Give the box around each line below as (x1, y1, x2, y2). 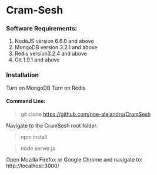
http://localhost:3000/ (6, 162, 60, 169)
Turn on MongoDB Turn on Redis (6, 84, 85, 91)
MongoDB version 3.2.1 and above (14, 44, 98, 51)
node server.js (20, 145, 56, 152)
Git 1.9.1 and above (14, 56, 60, 63)
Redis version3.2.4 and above (14, 50, 87, 57)
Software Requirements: (6, 25, 78, 33)
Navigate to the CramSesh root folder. (6, 122, 98, 129)
